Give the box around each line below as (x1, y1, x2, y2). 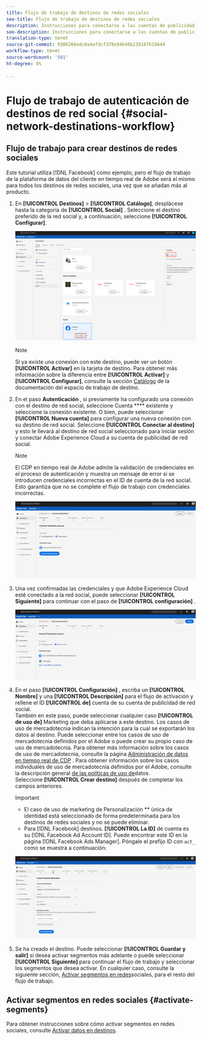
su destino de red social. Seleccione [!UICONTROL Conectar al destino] (14, 421, 195, 428)
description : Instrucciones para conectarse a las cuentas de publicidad (6, 22, 195, 28)
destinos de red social (6, 106, 119, 120)
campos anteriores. (14, 782, 63, 790)
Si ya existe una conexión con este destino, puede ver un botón (14, 358, 173, 366)
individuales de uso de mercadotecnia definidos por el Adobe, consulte (14, 763, 192, 770)
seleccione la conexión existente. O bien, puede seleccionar (14, 408, 164, 416)
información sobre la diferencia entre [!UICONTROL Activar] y (14, 371, 170, 378)
